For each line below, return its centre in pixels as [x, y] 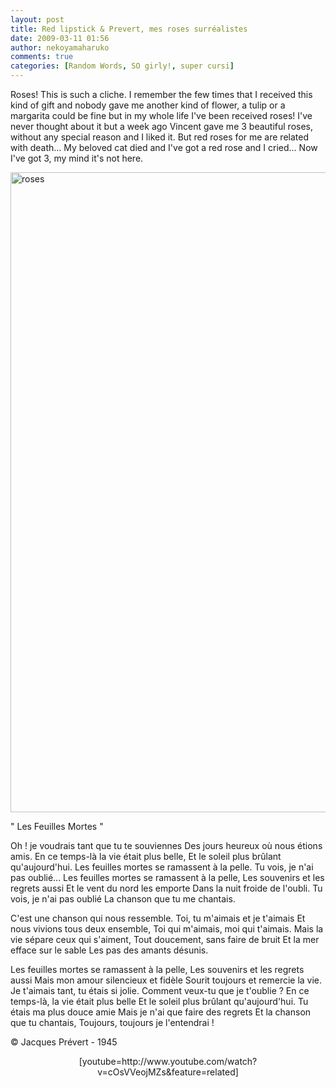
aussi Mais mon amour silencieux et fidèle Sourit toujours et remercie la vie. [166, 980]
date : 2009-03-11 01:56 [60, 38]
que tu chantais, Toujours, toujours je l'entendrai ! [112, 1022]
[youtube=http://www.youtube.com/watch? [168, 1061]
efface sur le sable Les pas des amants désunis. [109, 950]
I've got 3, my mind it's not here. [77, 158]
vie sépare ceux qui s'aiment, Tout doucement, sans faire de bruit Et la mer [165, 939]
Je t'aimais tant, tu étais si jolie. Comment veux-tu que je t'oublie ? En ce [160, 990]
